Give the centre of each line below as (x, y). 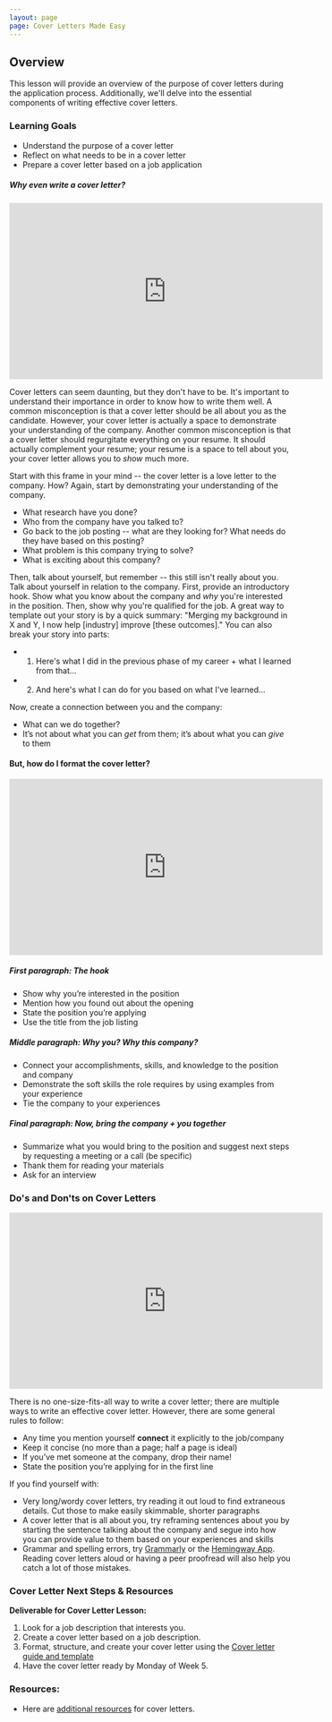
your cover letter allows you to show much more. (99, 458)
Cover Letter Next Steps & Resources (91, 1590)
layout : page (34, 17)
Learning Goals (43, 126)
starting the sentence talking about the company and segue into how (149, 1529)
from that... (56, 670)
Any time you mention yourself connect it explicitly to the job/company (153, 1437)
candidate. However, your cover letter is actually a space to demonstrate (143, 420)
